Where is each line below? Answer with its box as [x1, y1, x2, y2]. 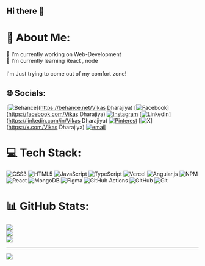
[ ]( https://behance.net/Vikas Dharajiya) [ [6, 104, 137, 112]
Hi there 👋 [6, 6, 45, 16]
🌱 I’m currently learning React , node [6, 57, 98, 65]
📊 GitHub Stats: [6, 199, 90, 214]
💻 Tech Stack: [6, 146, 82, 160]
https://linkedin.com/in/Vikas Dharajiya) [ [8, 117, 142, 124]
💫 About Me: [6, 31, 71, 45]
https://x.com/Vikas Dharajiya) [8, 123, 85, 131]
